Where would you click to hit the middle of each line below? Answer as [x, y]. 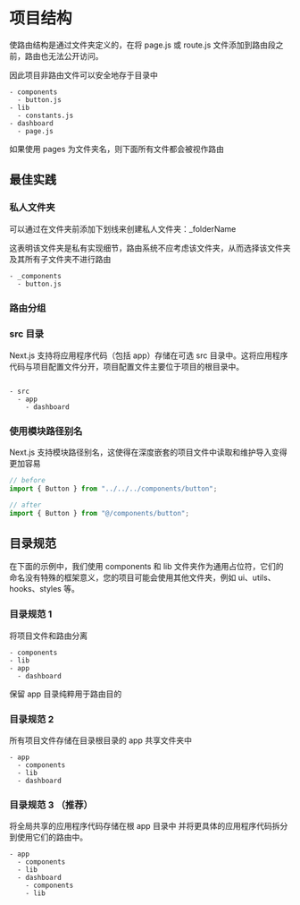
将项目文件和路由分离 [48, 636]
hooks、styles [36, 589]
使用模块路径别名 [46, 431]
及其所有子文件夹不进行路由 [60, 259]
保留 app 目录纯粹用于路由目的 [66, 694]
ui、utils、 [257, 577]
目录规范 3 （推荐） [51, 805]
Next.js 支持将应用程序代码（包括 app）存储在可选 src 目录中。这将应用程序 [149, 355]
